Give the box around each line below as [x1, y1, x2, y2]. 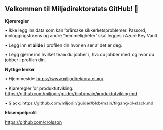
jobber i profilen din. [5, 57, 46, 63]
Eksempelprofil [5, 109, 37, 115]
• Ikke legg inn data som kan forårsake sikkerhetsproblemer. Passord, [5, 27, 147, 33]
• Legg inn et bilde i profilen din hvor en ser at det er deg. [5, 42, 122, 48]
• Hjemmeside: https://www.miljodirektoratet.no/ [5, 76, 104, 81]
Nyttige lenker [5, 66, 35, 72]
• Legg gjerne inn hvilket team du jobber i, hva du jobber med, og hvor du [5, 52, 154, 57]
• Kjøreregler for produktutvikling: [5, 85, 74, 91]
